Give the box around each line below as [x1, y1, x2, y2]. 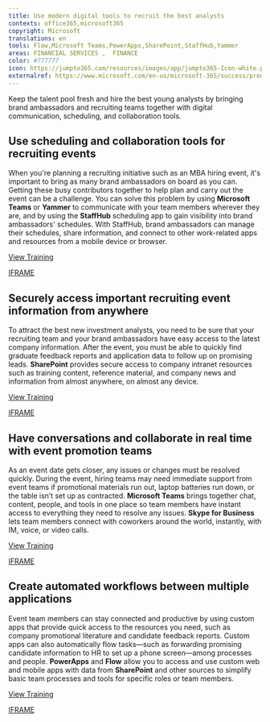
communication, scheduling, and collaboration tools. [8, 110, 182, 121]
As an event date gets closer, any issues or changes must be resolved [8, 465, 240, 475]
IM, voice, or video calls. [8, 525, 90, 535]
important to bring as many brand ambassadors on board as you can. [8, 176, 238, 186]
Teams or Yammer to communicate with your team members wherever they [8, 202, 260, 212]
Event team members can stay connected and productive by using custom [8, 613, 255, 623]
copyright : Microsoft [8, 27, 81, 35]
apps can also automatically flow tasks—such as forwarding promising [8, 639, 243, 649]
